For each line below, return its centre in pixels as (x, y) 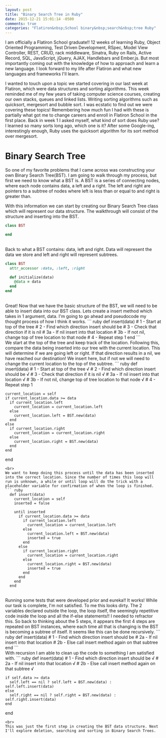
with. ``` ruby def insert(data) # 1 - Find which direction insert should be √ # (82, 658)
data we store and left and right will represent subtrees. (62, 254)
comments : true (21, 24)
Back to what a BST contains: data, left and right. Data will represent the (79, 249)
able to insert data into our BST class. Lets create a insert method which (79, 311)
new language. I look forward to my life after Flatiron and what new (73, 69)
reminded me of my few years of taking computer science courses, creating (83, 94)
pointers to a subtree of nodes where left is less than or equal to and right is (83, 191)
